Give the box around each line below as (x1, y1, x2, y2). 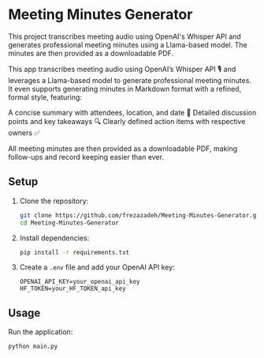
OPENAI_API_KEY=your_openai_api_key (19, 278, 140, 286)
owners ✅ (8, 128, 41, 138)
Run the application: (8, 327, 73, 337)
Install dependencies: (19, 233, 90, 243)
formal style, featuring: (8, 92, 83, 102)
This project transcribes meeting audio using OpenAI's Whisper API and (8, 32, 242, 41)
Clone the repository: (19, 196, 89, 205)
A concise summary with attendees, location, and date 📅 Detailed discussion (8, 107, 257, 117)
